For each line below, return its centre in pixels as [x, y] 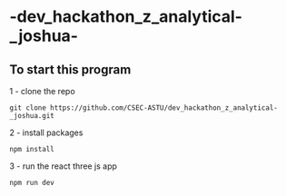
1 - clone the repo [42, 91]
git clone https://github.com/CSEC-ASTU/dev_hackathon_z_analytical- [144, 108]
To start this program [70, 69]
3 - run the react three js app [64, 166]
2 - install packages [46, 132]
